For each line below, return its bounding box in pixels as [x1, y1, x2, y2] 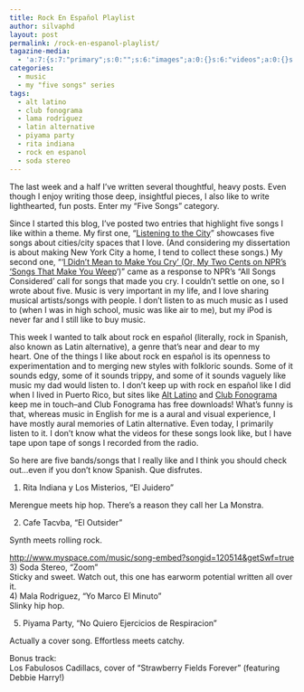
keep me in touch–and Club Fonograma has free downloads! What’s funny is [9, 399, 294, 410]
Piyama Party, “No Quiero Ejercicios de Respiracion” [22, 617, 217, 629]
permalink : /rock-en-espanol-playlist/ [9, 38, 160, 48]
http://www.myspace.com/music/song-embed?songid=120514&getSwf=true [9, 552, 295, 563]
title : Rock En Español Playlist [9, 13, 136, 23]
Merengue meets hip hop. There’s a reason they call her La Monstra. [9, 499, 264, 510]
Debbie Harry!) [9, 671, 65, 683]
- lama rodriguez [17, 114, 83, 123]
